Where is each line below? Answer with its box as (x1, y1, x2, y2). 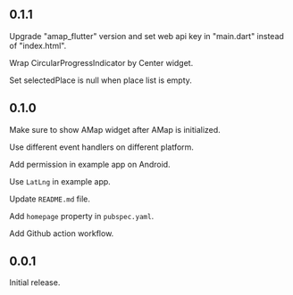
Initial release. (9, 277, 61, 288)
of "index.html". (9, 40, 67, 51)
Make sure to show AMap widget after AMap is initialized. (9, 124, 221, 135)
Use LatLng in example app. (9, 176, 112, 186)
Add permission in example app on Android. (9, 159, 172, 169)
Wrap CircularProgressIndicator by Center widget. (9, 57, 194, 68)
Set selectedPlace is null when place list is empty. (9, 75, 192, 86)
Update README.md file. (9, 193, 91, 204)
